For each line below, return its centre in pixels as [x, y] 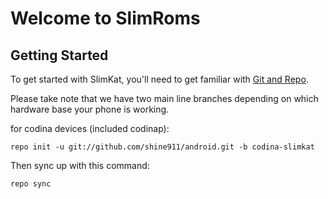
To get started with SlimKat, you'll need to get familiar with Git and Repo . [159, 79]
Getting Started [59, 55]
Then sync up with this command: [80, 165]
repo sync [31, 184]
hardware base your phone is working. [90, 109]
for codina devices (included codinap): [90, 128]
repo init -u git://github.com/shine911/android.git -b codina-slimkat [162, 147]
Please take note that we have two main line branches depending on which [164, 98]
